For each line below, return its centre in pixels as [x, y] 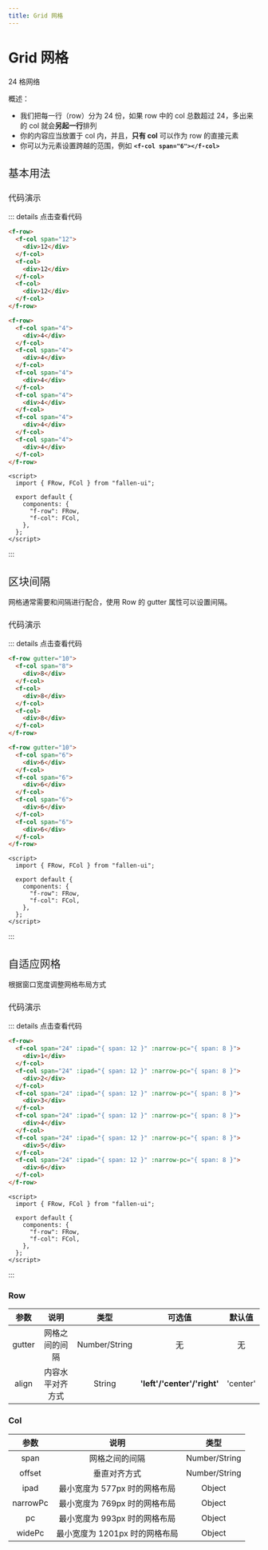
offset [30, 1472]
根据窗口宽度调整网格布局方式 [57, 985]
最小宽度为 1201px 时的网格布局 [117, 1533]
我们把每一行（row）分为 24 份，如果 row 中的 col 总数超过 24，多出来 [136, 115]
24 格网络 [24, 82]
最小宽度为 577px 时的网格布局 [117, 1488]
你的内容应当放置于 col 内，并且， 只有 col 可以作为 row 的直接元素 [129, 135]
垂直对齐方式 [117, 1473]
